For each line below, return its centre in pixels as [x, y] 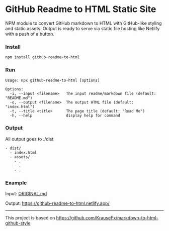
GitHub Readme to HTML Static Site [81, 9]
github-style [18, 223]
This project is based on [30, 218]
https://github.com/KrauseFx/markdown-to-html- [107, 218]
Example [16, 183]
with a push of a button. [30, 34]
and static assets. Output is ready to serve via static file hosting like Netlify [82, 28]
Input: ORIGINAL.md [26, 194]
